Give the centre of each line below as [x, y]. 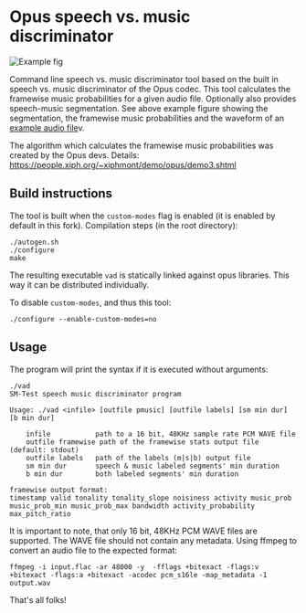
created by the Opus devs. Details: [74, 155]
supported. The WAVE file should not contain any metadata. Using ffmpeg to [153, 540]
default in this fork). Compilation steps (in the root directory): [124, 225]
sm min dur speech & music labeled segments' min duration [153, 466]
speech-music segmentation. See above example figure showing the [139, 108]
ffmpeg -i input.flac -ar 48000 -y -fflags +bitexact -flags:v [134, 567]
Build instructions [61, 194]
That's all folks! [38, 599]
